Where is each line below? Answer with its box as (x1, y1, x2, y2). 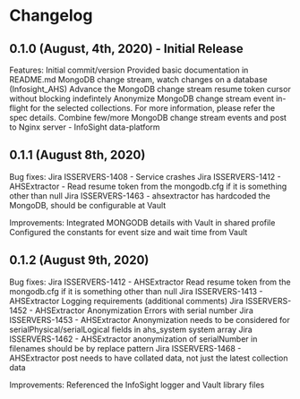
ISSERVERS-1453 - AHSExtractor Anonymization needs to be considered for (9, 314, 290, 325)
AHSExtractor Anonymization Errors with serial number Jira (34, 305, 253, 316)
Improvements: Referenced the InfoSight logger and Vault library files (9, 379, 265, 390)
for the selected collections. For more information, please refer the (30, 103, 276, 113)
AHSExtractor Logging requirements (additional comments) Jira (9, 295, 244, 306)
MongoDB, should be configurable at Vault (9, 199, 167, 210)
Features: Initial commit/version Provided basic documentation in (9, 64, 249, 75)
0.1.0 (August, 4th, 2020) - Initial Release (9, 41, 244, 56)
